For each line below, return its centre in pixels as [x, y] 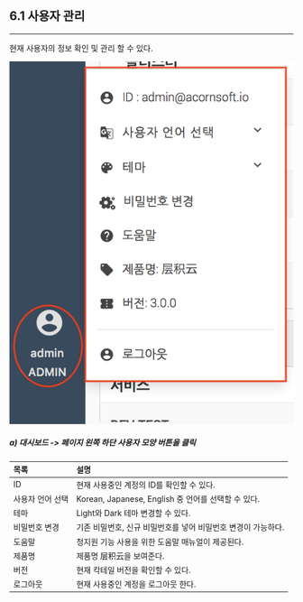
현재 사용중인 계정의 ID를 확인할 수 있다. [146, 485]
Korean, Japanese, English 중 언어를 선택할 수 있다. [168, 498]
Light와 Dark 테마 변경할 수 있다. [133, 514]
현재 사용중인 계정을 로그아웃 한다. [136, 584]
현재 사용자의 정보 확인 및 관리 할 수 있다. [81, 48]
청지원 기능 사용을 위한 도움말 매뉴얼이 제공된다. [160, 542]
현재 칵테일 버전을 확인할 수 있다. [133, 570]
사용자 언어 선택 [41, 498]
